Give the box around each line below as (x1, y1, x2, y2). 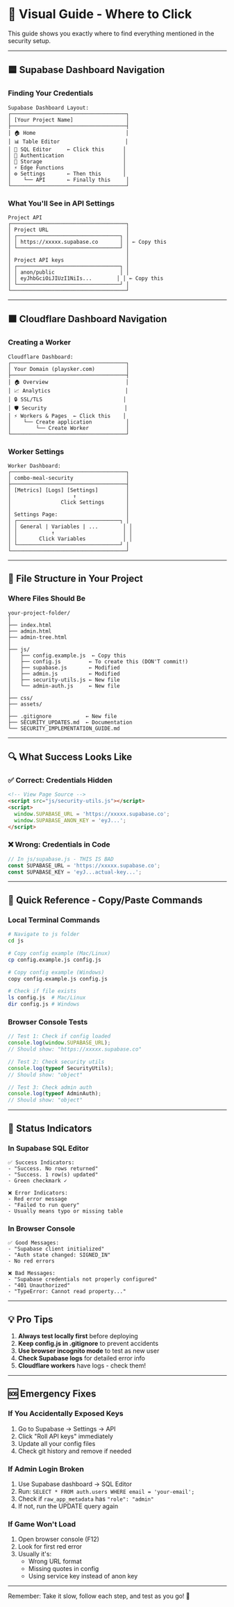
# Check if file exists (8, 988, 77, 995)
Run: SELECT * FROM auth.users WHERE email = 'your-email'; (17, 1487, 195, 1495)
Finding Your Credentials (8, 88, 94, 98)
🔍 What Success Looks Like (8, 751, 133, 763)
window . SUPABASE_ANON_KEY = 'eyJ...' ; (14, 817, 127, 824)
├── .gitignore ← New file (8, 713, 117, 719)
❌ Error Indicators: (8, 1189, 68, 1197)
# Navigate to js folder (8, 931, 80, 938)
